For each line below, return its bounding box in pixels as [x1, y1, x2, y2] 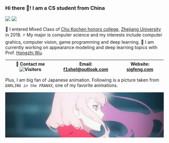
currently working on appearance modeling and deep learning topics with [5, 45, 157, 51]
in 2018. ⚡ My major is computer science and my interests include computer [5, 32, 162, 38]
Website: [130, 61, 150, 67]
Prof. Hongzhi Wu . [5, 50, 43, 56]
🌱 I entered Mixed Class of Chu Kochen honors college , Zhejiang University [5, 26, 161, 32]
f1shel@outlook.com [63, 66, 109, 72]
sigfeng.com [126, 66, 153, 72]
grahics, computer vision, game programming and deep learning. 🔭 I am [5, 39, 154, 45]
